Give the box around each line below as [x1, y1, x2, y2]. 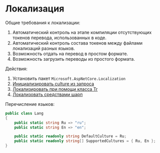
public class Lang [5, 111, 44, 116]
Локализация [5, 3, 64, 15]
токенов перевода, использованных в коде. [12, 35, 107, 41]
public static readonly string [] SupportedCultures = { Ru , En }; [14, 138, 156, 143]
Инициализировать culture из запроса [12, 81, 94, 87]
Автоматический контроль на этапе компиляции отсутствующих [12, 29, 152, 35]
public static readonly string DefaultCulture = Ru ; [14, 134, 127, 139]
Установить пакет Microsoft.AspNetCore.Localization [12, 75, 126, 81]
